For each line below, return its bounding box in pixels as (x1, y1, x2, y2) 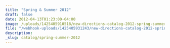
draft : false (5, 12, 33, 17)
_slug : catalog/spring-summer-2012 (5, 35, 80, 40)
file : (5, 26, 17, 31)
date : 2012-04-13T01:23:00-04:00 (5, 16, 76, 21)
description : (5, 30, 33, 35)
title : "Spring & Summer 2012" (5, 7, 71, 12)
